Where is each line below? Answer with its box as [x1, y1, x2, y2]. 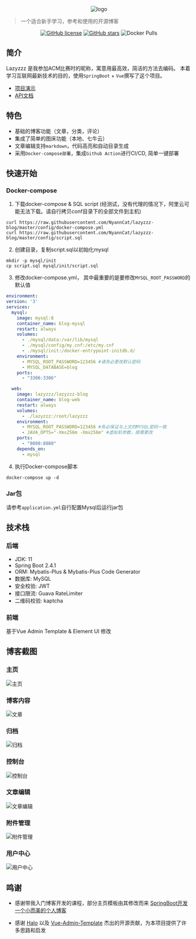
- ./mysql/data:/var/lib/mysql [21, 337, 99, 343]
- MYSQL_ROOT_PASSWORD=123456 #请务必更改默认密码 [21, 359, 141, 365]
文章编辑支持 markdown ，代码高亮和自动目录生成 [14, 142, 129, 149]
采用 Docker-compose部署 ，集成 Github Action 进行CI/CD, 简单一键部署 [14, 149, 180, 156]
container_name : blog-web [16, 397, 81, 403]
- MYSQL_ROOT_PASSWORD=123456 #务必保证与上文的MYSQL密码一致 [21, 424, 167, 430]
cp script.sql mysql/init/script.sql [6, 263, 99, 269]
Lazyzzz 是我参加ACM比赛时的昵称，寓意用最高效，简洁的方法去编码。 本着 [6, 65, 191, 72]
